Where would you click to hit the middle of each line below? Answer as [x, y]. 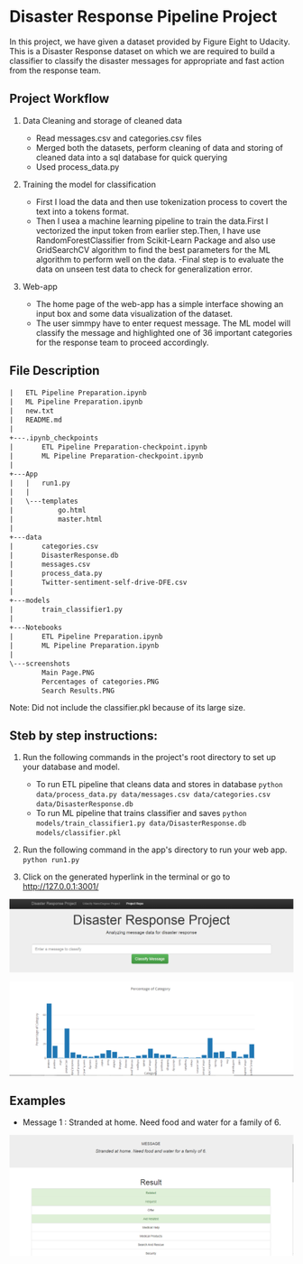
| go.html [48, 510]
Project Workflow [60, 99]
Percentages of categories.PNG [101, 682]
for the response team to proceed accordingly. [122, 342]
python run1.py [51, 860]
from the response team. [55, 70]
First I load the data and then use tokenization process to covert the [161, 201]
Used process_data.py [78, 167]
